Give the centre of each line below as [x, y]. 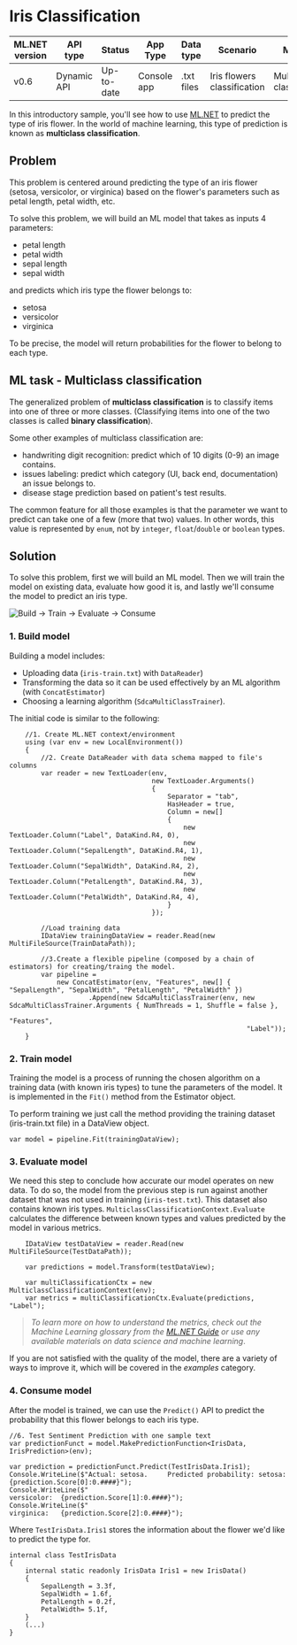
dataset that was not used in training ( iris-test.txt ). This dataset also [138, 1200]
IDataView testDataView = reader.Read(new [104, 1244]
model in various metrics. [55, 1228]
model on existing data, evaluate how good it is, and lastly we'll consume [142, 587]
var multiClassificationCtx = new [88, 1283]
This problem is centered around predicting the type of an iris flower [133, 182]
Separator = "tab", [203, 796]
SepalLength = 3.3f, [79, 1586]
